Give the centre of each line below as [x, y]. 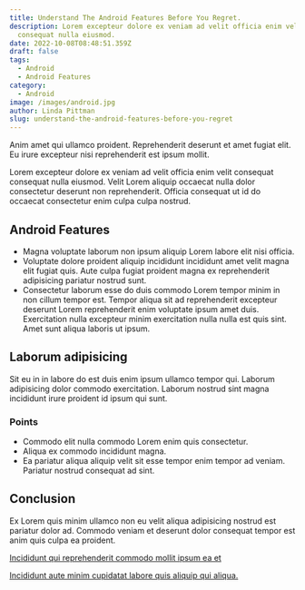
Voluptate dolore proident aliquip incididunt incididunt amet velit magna [156, 261]
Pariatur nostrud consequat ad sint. [89, 471]
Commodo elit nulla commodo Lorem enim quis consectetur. [135, 442]
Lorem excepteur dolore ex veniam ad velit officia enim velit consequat [142, 172]
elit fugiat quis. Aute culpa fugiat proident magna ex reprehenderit [146, 270]
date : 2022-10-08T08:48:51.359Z [70, 43]
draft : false [34, 52]
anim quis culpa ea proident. [63, 540]
